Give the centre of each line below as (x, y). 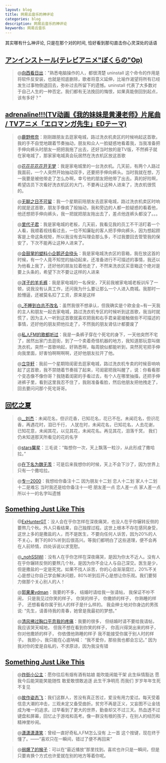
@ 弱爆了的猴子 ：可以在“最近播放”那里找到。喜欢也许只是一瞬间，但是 (88, 750)
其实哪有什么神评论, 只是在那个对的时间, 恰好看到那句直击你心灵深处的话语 (81, 43)
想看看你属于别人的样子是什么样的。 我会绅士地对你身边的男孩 (95, 604)
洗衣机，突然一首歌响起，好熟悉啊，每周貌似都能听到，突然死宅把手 (86, 347)
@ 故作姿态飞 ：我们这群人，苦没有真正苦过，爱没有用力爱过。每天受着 (89, 698)
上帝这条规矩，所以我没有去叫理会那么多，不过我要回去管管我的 (91, 236)
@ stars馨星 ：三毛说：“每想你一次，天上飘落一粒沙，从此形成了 (82, 447)
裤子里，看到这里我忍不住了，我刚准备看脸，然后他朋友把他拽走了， (91, 382)
